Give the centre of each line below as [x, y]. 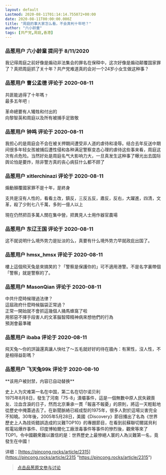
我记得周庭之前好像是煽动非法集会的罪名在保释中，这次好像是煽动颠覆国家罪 [83, 63]
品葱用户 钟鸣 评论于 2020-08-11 [44, 132]
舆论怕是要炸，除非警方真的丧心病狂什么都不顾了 [55, 162]
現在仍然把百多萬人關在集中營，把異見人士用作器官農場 [61, 215]
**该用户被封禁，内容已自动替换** [40, 381]
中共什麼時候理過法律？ [29, 299]
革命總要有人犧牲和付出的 [31, 111]
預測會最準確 [18, 323]
